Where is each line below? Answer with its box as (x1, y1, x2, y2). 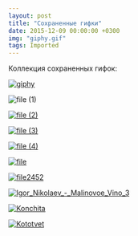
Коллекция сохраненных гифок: (8, 63, 118, 73)
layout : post (8, 11, 52, 20)
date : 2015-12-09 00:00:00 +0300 (8, 26, 120, 35)
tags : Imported (8, 42, 59, 50)
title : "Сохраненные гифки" (8, 19, 103, 27)
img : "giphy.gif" (8, 34, 67, 43)
